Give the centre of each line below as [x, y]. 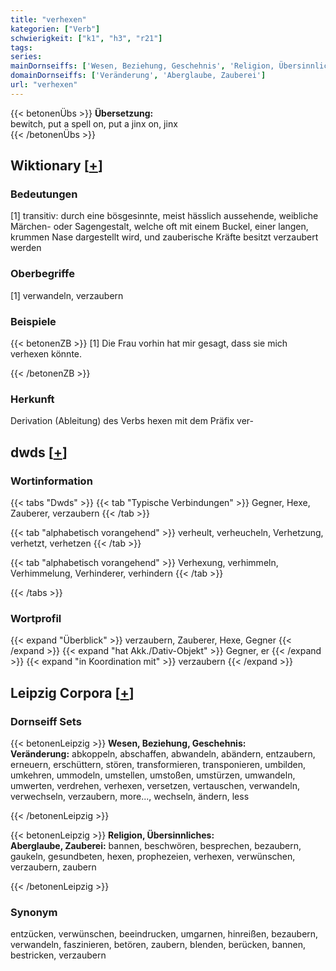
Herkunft [32, 399]
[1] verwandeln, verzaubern [67, 295]
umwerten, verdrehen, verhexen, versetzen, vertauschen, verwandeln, [155, 785]
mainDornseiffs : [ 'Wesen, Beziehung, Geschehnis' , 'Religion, [142, 66]
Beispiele [33, 321]
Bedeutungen [44, 194]
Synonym [34, 912]
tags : [21, 47]
